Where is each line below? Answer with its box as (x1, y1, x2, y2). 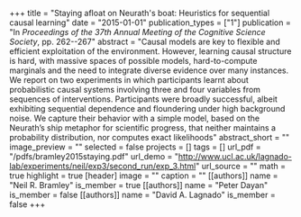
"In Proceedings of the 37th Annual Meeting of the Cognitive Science (9, 27, 266, 37)
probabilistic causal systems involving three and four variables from (9, 85, 261, 95)
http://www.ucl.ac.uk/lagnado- (178, 151, 293, 161)
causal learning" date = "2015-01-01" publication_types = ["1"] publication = (9, 17, 291, 28)
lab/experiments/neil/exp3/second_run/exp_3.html (9, 161, 196, 171)
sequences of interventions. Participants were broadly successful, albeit (9, 94, 278, 104)
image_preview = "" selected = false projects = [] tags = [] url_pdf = (9, 141, 261, 152)
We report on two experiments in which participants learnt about (9, 75, 250, 85)
